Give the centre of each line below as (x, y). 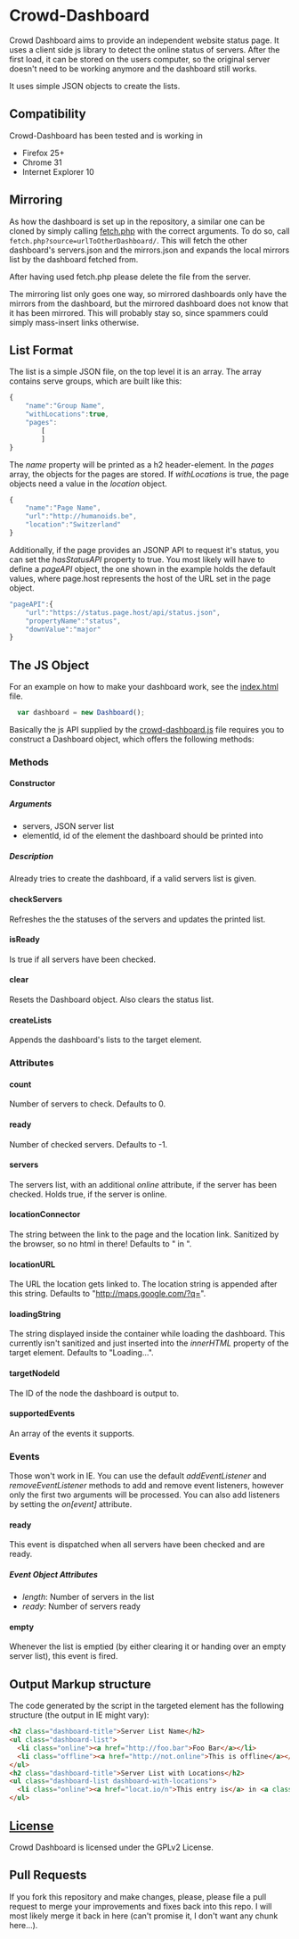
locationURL (32, 1264)
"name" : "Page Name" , (63, 508)
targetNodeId (35, 1373)
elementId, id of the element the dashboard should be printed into (143, 836)
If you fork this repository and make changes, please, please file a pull (138, 1896)
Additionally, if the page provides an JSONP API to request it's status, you (144, 550)
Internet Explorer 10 (58, 171)
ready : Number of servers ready (81, 1606)
